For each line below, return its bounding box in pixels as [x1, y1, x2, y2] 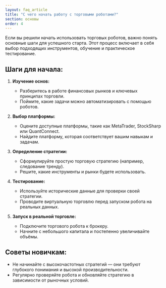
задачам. [19, 139, 40, 145]
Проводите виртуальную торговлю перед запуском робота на [19, 198, 152, 204]
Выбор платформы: [12, 113, 55, 119]
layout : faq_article [5, 7, 48, 12]
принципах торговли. [19, 93, 65, 99]
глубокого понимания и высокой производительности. [12, 267, 129, 273]
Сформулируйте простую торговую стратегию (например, [19, 158, 144, 164]
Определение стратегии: [12, 149, 67, 155]
